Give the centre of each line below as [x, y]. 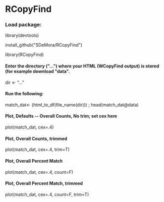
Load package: [24, 25]
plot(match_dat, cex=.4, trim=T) [37, 149]
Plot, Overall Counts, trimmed [36, 138]
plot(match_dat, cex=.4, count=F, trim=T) [47, 194]
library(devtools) [22, 35]
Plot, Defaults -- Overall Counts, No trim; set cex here [61, 116]
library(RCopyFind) [25, 55]
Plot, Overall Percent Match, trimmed [44, 183]
